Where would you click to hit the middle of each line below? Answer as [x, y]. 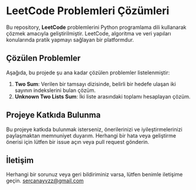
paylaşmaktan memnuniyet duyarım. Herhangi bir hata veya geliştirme [91, 135]
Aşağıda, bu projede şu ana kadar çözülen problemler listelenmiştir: [88, 73]
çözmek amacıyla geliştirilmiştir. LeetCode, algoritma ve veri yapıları [89, 33]
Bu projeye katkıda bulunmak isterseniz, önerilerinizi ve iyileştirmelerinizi [94, 129]
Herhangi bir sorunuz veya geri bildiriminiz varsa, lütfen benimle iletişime [94, 175]
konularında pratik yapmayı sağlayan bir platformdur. [70, 40]
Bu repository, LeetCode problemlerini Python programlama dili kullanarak [97, 27]
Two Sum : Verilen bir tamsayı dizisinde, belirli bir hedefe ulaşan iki [95, 84]
